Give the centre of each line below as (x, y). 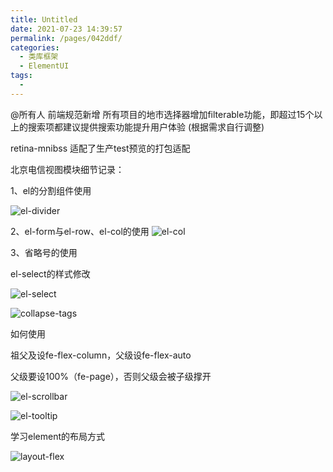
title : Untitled (44, 19)
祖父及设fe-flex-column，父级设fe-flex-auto (101, 355)
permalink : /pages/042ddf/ (66, 38)
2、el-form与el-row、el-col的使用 (80, 231)
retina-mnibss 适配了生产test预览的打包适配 (100, 148)
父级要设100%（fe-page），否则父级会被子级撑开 (111, 376)
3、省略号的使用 (44, 252)
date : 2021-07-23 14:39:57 (66, 29)
